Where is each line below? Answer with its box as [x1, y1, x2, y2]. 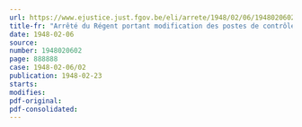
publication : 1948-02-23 [9, 72, 102, 80]
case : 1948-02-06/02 [9, 63, 87, 72]
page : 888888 [9, 55, 58, 63]
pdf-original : [9, 96, 63, 106]
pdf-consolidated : [9, 105, 78, 114]
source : [9, 38, 39, 47]
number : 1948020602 [9, 47, 83, 55]
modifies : [9, 88, 47, 97]
